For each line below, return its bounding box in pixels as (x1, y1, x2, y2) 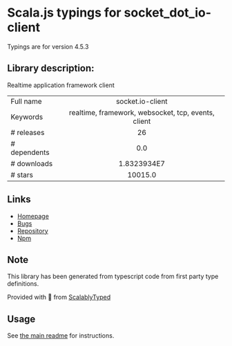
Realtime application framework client (7, 81, 115, 89)
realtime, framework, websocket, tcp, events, (68, 107, 215, 117)
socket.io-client (116, 96, 168, 106)
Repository (17, 226, 48, 235)
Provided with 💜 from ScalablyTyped (7, 293, 111, 302)
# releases (10, 127, 45, 137)
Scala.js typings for (7, 5, 122, 21)
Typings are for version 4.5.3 (7, 42, 89, 51)
